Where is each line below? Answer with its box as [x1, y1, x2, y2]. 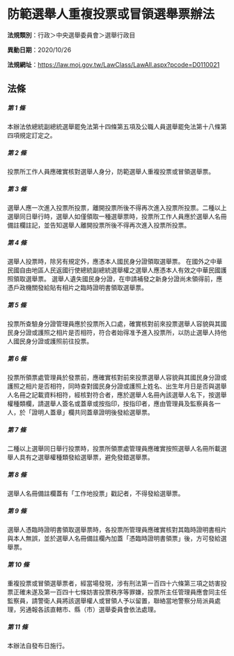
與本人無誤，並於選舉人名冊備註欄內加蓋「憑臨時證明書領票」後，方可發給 [7, 535, 221, 543]
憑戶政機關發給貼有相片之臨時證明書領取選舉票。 [7, 283, 148, 292]
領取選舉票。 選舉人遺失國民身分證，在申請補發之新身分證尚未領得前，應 [13, 275, 223, 283]
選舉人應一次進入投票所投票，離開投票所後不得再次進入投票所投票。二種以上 [7, 204, 227, 212]
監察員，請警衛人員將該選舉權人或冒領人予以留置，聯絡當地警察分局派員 [7, 597, 214, 605]
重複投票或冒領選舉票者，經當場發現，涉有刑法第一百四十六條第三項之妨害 [7, 579, 221, 588]
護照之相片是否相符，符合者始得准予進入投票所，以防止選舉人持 [37, 329, 221, 337]
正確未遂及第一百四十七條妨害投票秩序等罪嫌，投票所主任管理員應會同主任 [13, 588, 227, 597]
